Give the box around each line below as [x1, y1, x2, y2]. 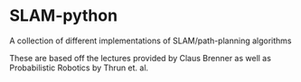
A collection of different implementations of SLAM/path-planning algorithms [9, 35, 292, 46]
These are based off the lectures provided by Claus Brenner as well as [9, 52, 271, 63]
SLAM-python [9, 5, 118, 26]
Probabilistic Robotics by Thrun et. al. [9, 62, 149, 73]
